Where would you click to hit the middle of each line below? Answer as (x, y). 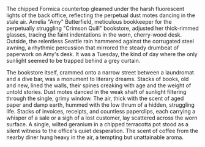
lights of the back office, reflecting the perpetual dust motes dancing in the (101, 15)
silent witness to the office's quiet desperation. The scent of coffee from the (102, 131)
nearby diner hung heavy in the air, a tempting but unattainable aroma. (95, 137)
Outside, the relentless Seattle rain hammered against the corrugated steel (100, 41)
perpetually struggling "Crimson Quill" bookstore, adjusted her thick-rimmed (102, 28)
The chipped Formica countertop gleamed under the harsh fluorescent (95, 9)
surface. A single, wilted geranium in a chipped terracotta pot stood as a (97, 124)
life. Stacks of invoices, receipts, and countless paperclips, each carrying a (101, 111)
